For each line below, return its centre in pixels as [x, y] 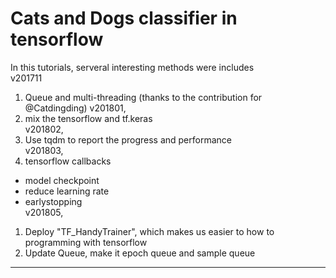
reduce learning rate [67, 191]
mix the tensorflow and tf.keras [88, 118]
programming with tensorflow [86, 242]
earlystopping [53, 201]
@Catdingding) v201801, [75, 108]
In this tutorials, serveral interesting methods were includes [132, 67]
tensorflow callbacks [68, 161]
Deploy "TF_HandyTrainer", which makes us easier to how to [149, 231]
